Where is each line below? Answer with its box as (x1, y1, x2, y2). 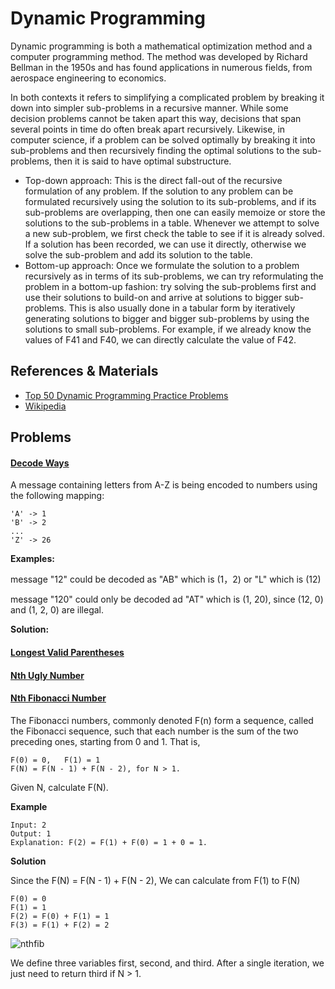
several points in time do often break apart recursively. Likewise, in (10, 123, 286, 135)
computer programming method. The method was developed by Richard (10, 50, 308, 62)
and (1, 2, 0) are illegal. (10, 604, 105, 616)
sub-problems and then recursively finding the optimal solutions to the (10, 144, 300, 156)
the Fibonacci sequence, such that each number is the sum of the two (10, 725, 299, 737)
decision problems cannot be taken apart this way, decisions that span (10, 112, 302, 124)
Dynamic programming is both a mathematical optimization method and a (10, 40, 313, 52)
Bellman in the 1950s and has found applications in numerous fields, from (10, 61, 313, 73)
